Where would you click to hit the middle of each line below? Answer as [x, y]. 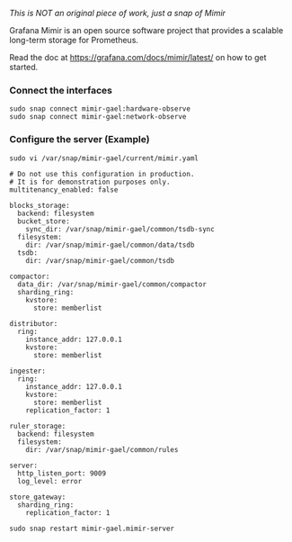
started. [24, 67]
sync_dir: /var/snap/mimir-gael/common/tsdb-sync [120, 229]
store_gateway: [38, 497]
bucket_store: [44, 221]
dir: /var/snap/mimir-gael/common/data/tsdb [110, 245]
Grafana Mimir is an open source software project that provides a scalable [146, 30]
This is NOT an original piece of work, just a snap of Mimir [118, 13]
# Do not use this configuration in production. [102, 174]
